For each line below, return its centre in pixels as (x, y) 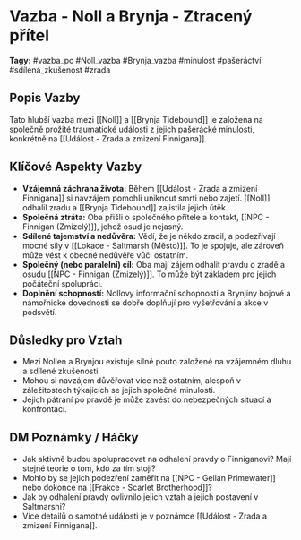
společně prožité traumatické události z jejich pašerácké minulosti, (132, 129)
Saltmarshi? (44, 507)
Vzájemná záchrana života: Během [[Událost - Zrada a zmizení (140, 188)
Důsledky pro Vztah (66, 340)
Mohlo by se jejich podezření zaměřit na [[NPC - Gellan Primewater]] (149, 478)
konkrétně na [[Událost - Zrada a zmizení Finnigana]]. (108, 138)
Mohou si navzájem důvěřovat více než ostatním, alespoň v (132, 381)
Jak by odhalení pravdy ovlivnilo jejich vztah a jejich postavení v (140, 497)
